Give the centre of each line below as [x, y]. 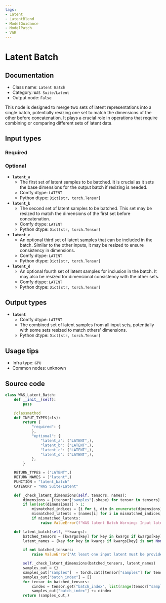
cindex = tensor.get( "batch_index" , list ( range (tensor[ [90, 586]
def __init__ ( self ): [35, 399]
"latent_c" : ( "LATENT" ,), [67, 450]
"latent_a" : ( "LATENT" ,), [67, 440]
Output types [26, 302]
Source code [25, 384]
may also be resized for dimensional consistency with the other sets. [89, 276]
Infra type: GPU [27, 363]
